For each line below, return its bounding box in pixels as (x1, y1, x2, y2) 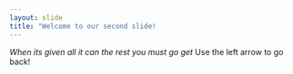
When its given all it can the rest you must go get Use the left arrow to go (9, 46, 284, 57)
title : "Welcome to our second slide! (9, 22, 157, 31)
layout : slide (9, 13, 64, 23)
